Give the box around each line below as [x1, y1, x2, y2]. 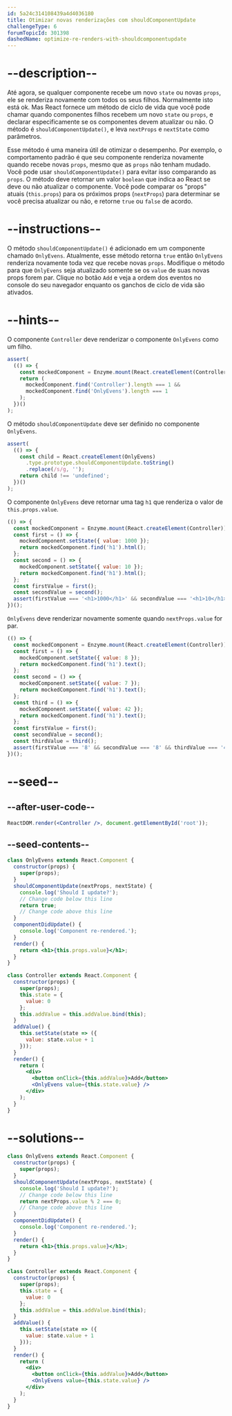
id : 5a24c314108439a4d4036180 [7, 10, 95, 17]
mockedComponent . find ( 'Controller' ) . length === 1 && [25, 381, 181, 389]
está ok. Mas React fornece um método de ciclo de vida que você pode [7, 103, 211, 111]
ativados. [7, 288, 33, 296]
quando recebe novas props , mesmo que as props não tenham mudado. [7, 160, 211, 169]
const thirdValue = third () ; [13, 738, 97, 745]
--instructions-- [7, 222, 101, 237]
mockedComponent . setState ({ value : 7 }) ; [19, 680, 140, 687]
